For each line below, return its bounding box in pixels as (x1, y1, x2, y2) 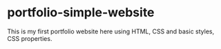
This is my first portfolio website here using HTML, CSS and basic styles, (7, 27, 215, 35)
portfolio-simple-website (7, 5, 155, 20)
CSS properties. (7, 34, 52, 42)
